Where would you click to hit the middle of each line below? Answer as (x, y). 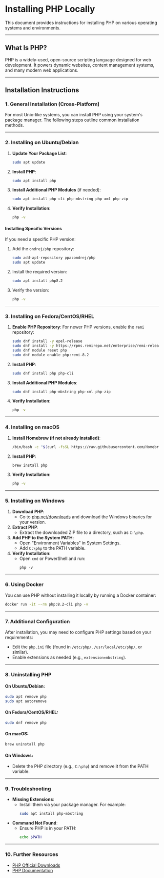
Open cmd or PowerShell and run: (52, 559)
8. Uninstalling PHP (28, 674)
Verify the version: (31, 290)
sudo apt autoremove (26, 701)
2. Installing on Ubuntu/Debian (42, 142)
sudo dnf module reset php (40, 350)
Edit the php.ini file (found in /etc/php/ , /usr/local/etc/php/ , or (77, 647)
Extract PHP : (25, 527)
